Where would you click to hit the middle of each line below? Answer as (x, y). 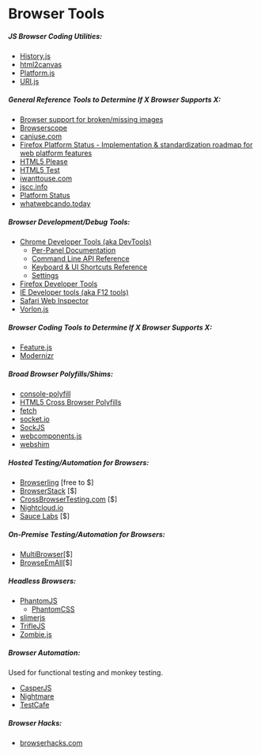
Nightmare (37, 696)
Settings (45, 276)
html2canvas (40, 65)
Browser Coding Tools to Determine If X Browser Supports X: (110, 327)
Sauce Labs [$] (44, 516)
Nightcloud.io (42, 507)
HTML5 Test (40, 170)
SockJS (32, 428)
